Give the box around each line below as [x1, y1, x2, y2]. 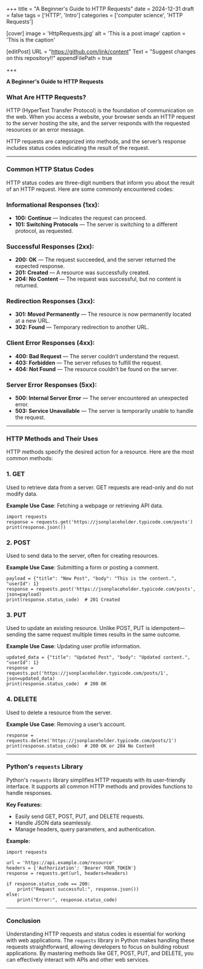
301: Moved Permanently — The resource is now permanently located [14, 310, 192, 318]
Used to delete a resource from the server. [6, 709, 112, 716]
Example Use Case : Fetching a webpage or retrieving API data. [6, 501, 164, 509]
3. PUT [6, 611, 27, 619]
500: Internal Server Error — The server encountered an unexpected [14, 394, 188, 402]
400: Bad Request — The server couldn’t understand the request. [14, 352, 180, 360]
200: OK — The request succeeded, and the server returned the [14, 256, 176, 263]
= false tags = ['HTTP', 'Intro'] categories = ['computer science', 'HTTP [6, 12, 183, 19]
